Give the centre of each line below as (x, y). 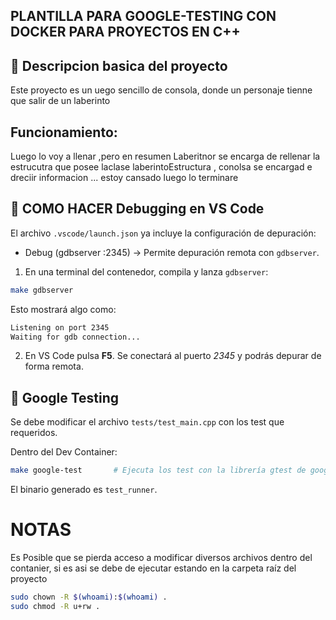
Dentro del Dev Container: (64, 452)
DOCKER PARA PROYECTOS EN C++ (125, 32)
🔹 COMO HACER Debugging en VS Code (137, 209)
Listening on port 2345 (60, 327)
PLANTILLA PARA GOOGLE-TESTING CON (143, 16)
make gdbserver (42, 290)
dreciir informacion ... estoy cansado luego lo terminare (124, 178)
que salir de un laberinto (60, 101)
